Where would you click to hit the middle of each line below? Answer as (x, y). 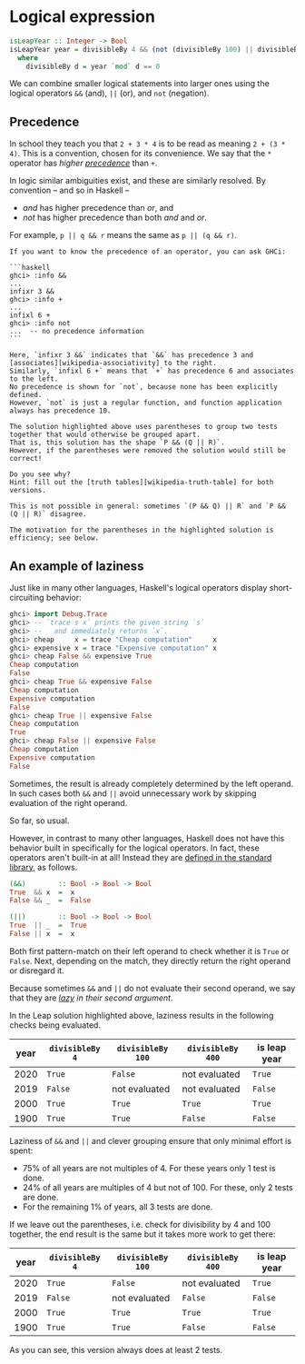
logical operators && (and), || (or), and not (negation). (109, 94)
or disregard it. (37, 971)
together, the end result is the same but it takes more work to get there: (143, 1234)
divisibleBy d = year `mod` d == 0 (93, 66)
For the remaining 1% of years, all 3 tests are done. (118, 1207)
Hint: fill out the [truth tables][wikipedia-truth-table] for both (142, 483)
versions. (28, 491)
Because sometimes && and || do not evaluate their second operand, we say (152, 988)
